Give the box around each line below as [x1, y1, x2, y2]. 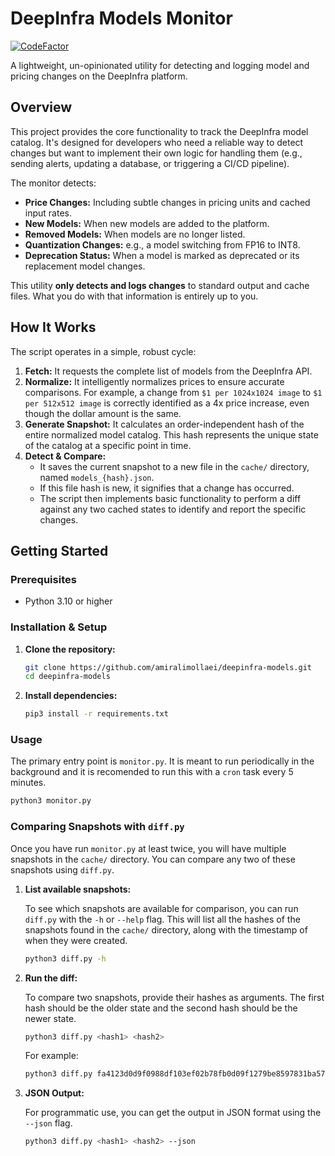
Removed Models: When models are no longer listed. [24, 228, 246, 240]
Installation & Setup [10, 620, 108, 634]
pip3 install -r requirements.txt [24, 709, 169, 719]
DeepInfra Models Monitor [10, 7, 233, 30]
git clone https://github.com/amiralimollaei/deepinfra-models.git [24, 662, 312, 672]
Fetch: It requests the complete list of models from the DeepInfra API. [24, 365, 313, 377]
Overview [10, 99, 73, 116]
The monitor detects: [10, 177, 97, 189]
